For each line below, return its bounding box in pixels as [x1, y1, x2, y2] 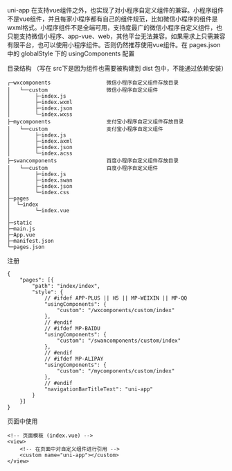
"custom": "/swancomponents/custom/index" [56, 337, 181, 344]
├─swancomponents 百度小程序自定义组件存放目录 [7, 157, 179, 164]
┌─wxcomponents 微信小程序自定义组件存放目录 [7, 79, 179, 86]
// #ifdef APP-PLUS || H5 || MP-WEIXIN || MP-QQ [44, 295, 188, 302]
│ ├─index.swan [7, 177, 73, 184]
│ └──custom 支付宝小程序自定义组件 [7, 126, 163, 132]
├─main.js [7, 225, 36, 232]
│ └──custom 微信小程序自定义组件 [7, 87, 158, 94]
